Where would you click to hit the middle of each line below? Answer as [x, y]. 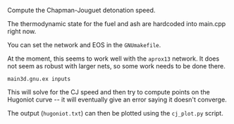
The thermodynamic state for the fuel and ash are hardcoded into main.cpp [117, 24]
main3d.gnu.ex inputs [39, 79]
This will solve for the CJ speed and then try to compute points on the [109, 92]
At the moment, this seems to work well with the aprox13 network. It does [113, 58]
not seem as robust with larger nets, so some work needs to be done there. [116, 66]
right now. [22, 31]
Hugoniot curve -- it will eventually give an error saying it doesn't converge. [117, 99]
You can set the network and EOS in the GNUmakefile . [84, 45]
